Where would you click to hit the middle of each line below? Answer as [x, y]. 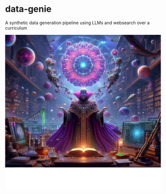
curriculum [16, 28]
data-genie [28, 9]
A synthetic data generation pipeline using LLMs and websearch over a [77, 23]
